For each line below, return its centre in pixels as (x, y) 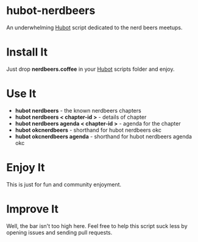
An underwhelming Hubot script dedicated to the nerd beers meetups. (94, 27)
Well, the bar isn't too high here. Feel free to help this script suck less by (97, 226)
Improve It (33, 209)
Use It (21, 94)
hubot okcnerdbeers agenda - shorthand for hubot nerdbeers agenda (103, 136)
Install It (27, 52)
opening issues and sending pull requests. (59, 232)
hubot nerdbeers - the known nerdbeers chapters (78, 110)
